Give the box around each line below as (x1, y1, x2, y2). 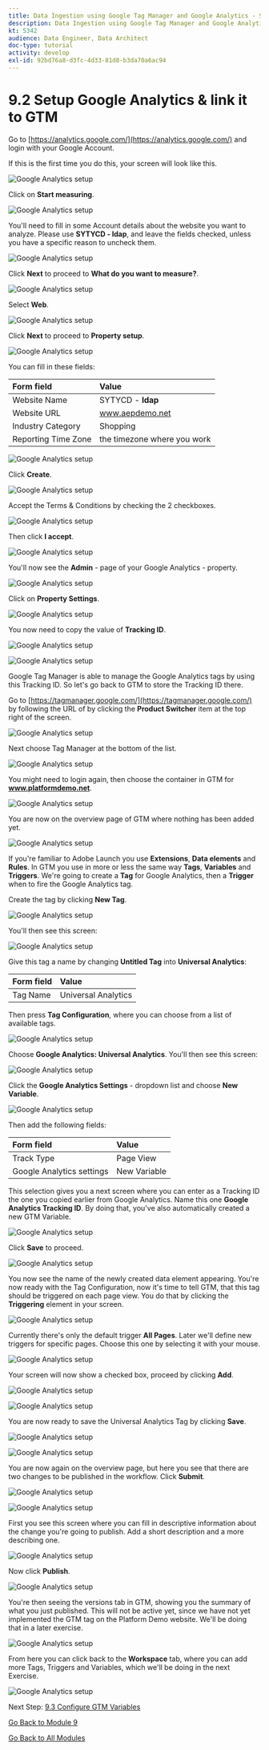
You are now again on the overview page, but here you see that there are (8, 1463, 249, 1473)
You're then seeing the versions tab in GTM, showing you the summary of (8, 1597, 251, 1607)
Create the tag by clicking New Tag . (8, 894, 127, 904)
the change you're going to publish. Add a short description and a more (8, 1526, 244, 1536)
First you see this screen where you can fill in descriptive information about (8, 1518, 257, 1527)
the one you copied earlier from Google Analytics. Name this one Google (8, 1195, 249, 1204)
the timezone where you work (99, 433, 211, 445)
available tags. (8, 1018, 56, 1028)
